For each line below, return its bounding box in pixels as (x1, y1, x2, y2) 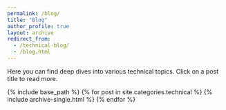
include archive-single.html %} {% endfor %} (7, 95, 136, 103)
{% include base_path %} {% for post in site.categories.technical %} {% (7, 87, 213, 96)
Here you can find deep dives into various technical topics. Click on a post (7, 67, 219, 76)
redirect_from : (7, 36, 51, 43)
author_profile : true (7, 23, 70, 30)
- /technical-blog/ (13, 42, 70, 49)
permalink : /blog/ (7, 10, 60, 17)
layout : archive (7, 29, 54, 36)
